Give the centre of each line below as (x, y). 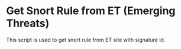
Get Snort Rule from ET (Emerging (91, 11)
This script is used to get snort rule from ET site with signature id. (86, 40)
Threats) (28, 23)
